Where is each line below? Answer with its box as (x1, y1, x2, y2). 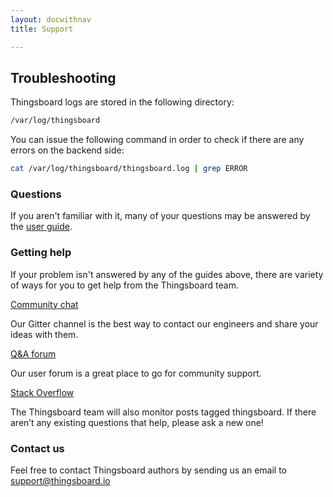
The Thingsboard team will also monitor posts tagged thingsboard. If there (10, 406, 317, 418)
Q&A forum (10, 347, 57, 360)
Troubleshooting (10, 69, 117, 86)
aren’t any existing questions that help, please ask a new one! (10, 416, 264, 428)
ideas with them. (10, 328, 79, 340)
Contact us (10, 441, 65, 455)
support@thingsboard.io (10, 474, 111, 486)
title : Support (10, 24, 74, 34)
